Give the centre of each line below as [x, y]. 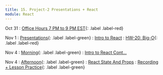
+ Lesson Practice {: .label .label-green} [45, 67]
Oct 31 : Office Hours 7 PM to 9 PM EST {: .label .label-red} [64, 28]
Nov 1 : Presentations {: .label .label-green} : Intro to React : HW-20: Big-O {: [81, 38]
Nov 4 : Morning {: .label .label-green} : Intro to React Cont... [66, 52]
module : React [20, 14]
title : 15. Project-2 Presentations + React [52, 10]
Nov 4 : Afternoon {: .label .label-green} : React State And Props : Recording [82, 62]
